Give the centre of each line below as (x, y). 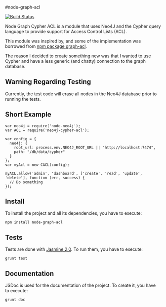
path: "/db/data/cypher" (40, 152)
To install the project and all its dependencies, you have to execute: (74, 213)
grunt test (16, 259)
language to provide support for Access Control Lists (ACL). (66, 31)
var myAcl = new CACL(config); (37, 165)
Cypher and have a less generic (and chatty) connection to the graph (75, 61)
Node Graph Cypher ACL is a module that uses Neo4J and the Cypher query (83, 26)
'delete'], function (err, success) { (45, 178)
